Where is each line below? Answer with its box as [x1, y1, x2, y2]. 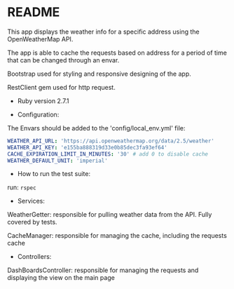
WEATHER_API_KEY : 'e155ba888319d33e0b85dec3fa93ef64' [7, 144, 168, 151]
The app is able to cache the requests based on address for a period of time [7, 48, 228, 57]
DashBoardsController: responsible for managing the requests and [7, 266, 199, 274]
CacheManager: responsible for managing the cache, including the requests [7, 231, 228, 240]
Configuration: [17, 110, 60, 119]
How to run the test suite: [17, 170, 91, 178]
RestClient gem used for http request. [7, 83, 116, 91]
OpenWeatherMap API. [7, 34, 74, 43]
